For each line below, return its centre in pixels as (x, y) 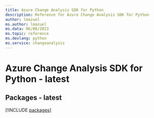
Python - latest (37, 79)
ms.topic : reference (27, 34)
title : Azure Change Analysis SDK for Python (54, 10)
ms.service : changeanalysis (35, 43)
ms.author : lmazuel (26, 24)
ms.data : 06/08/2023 (27, 29)
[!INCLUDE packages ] (28, 110)
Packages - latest (34, 98)
